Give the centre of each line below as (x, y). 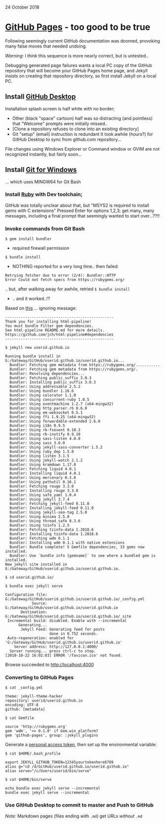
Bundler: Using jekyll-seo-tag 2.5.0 (48, 512)
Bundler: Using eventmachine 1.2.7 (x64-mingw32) (62, 404)
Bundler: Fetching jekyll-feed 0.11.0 (50, 504)
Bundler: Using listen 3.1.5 (40, 456)
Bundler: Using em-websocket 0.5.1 (46, 413)
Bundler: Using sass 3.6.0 (37, 443)
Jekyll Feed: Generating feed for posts (63, 630)
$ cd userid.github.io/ (30, 577)
